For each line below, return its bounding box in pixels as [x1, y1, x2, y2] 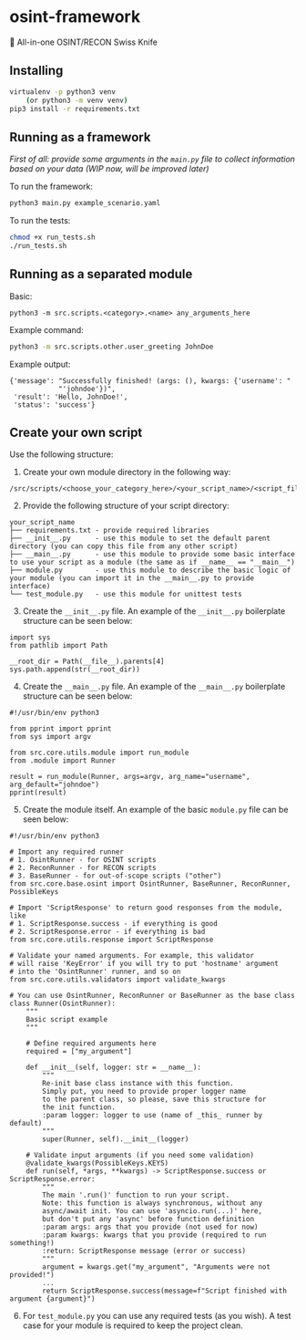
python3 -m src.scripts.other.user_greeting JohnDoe [9, 342, 214, 351]
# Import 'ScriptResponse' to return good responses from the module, [9, 903, 283, 913]
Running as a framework [9, 130, 151, 145]
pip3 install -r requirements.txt [9, 104, 141, 113]
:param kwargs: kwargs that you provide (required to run [42, 1231, 267, 1240]
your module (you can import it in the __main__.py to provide [9, 574, 255, 583]
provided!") [9, 1271, 55, 1280]
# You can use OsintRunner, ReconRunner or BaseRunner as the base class [9, 992, 296, 1001]
